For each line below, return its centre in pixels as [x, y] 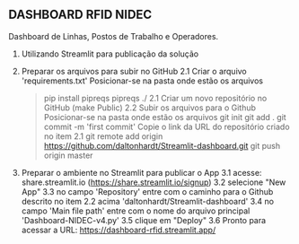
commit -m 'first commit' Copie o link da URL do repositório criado [167, 126]
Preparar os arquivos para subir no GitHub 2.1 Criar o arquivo [134, 71]
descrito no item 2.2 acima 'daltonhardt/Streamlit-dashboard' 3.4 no [148, 201]
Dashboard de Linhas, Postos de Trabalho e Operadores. [114, 36]
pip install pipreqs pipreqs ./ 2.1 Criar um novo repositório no [155, 98]
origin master [68, 155]
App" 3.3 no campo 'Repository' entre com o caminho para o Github [147, 191]
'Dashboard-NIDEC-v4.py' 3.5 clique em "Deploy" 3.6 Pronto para [144, 220]
